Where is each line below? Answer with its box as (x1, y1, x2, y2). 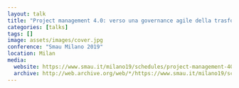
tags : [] (7, 30, 33, 38)
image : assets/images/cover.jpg (7, 37, 103, 44)
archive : (14, 70, 40, 77)
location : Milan (7, 50, 55, 57)
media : (7, 57, 27, 64)
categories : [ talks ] (7, 23, 69, 31)
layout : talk (7, 10, 46, 18)
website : (14, 63, 40, 70)
